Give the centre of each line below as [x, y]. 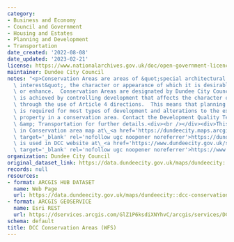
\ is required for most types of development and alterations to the [116, 111]
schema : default [31, 221]
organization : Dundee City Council [59, 157]
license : [20, 66]
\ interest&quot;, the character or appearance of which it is [107, 85]
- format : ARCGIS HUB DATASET [51, 182]
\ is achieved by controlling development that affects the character [118, 98]
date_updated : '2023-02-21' [48, 59]
